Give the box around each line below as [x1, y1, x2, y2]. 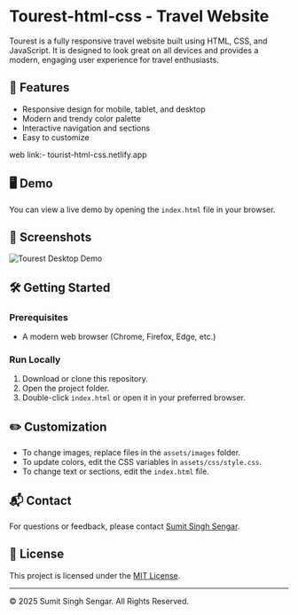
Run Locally [9, 353, 61, 366]
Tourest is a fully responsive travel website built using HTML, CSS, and [9, 35, 268, 46]
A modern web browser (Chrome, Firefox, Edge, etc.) [21, 331, 216, 343]
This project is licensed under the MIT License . [9, 570, 181, 580]
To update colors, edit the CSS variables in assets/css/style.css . [21, 457, 263, 468]
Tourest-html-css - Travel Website [9, 6, 270, 27]
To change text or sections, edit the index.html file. [21, 466, 210, 477]
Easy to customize [21, 131, 90, 143]
